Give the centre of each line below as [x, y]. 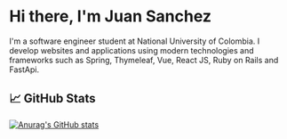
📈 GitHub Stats [52, 98]
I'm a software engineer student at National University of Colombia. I [135, 41]
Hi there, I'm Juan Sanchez [110, 16]
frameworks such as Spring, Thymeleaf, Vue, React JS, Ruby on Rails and [144, 60]
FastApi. [24, 69]
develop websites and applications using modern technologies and [132, 50]
